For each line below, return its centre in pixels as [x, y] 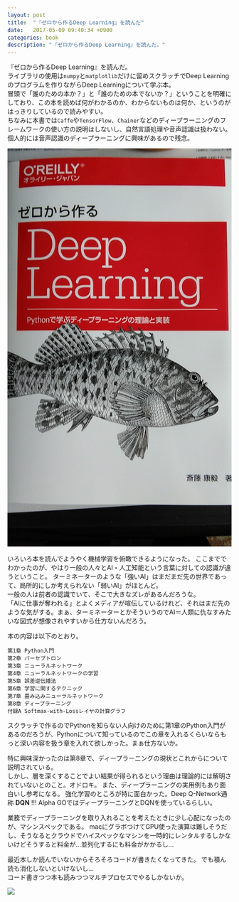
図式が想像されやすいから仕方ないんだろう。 [85, 621]
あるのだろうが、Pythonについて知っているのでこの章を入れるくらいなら [114, 734]
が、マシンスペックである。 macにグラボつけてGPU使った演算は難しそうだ [117, 827]
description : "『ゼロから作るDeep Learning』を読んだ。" [86, 45]
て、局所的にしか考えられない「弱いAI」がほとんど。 [85, 586]
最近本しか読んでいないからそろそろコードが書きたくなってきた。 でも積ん [117, 859]
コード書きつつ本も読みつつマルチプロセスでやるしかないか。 [98, 877]
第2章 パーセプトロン [34, 659]
